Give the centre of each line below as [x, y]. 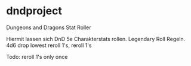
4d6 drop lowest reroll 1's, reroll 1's [49, 45]
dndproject [34, 11]
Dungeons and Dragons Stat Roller [49, 27]
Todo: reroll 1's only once [37, 56]
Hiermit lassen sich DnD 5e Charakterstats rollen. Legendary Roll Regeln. [96, 39]
